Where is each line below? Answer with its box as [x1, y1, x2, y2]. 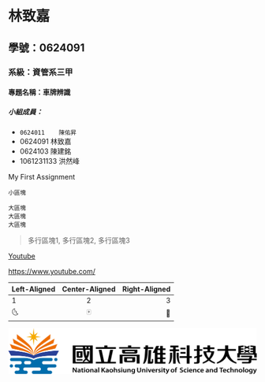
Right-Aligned [121, 284, 171, 294]
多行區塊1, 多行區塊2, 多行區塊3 [27, 236, 130, 245]
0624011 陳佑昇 [19, 129, 77, 137]
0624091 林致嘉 [19, 137, 72, 146]
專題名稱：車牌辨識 [8, 87, 71, 97]
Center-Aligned [62, 284, 116, 294]
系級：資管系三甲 [8, 66, 73, 77]
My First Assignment [8, 172, 76, 182]
